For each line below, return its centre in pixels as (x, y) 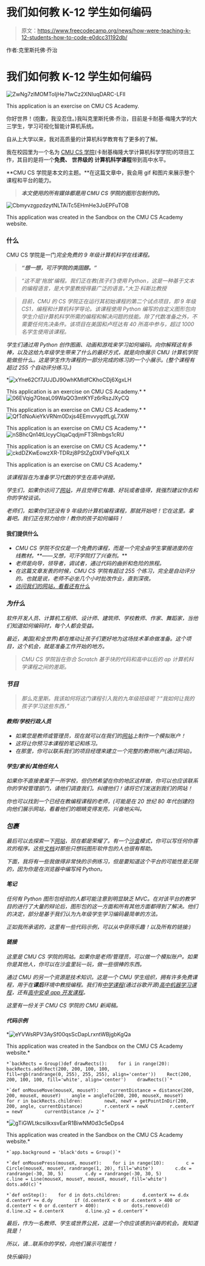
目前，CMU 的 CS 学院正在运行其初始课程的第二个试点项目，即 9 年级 (109, 302)
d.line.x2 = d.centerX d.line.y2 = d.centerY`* (77, 1211)
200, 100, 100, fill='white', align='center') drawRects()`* (89, 1080)
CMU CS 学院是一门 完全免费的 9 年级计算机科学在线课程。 (80, 255)
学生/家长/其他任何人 (33, 766)
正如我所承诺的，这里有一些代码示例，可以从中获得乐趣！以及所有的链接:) (99, 927)
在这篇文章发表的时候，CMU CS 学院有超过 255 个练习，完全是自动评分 (105, 571)
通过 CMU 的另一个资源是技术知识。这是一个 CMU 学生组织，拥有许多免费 (99, 977)
